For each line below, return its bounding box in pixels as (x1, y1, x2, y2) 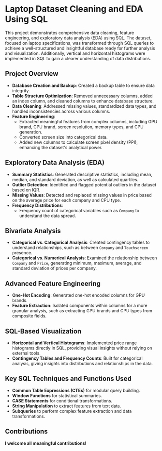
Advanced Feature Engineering (5, 279, 101, 287)
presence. (12, 250, 32, 256)
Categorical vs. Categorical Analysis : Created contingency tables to (12, 239, 150, 246)
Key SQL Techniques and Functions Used (5, 375, 132, 383)
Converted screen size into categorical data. (19, 134, 108, 140)
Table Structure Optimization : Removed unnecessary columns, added (12, 93, 153, 99)
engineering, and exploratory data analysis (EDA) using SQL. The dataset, (5, 35, 152, 41)
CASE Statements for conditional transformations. (12, 398, 113, 403)
